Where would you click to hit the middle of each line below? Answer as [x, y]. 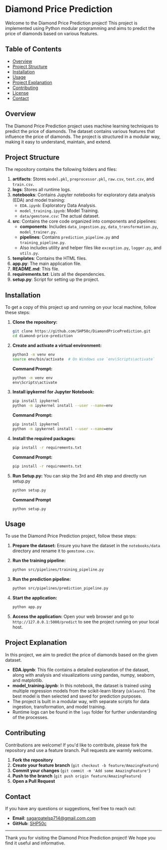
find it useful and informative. [35, 843]
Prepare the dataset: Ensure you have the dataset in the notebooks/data [86, 546]
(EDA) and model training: [39, 200]
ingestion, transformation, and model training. [59, 707]
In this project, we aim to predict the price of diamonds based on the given [82, 655]
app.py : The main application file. [47, 264]
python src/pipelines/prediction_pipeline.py [60, 589]
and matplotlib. [28, 680]
